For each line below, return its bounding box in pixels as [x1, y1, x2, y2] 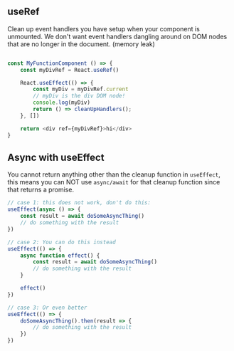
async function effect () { [20, 252, 100, 259]
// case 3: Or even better [7, 304, 87, 311]
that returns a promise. [7, 185, 75, 194]
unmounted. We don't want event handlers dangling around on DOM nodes [7, 32, 228, 41]
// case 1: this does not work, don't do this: [7, 199, 151, 206]
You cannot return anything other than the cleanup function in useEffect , [7, 170, 220, 179]
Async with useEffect [7, 151, 105, 163]
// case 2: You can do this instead [7, 239, 116, 246]
